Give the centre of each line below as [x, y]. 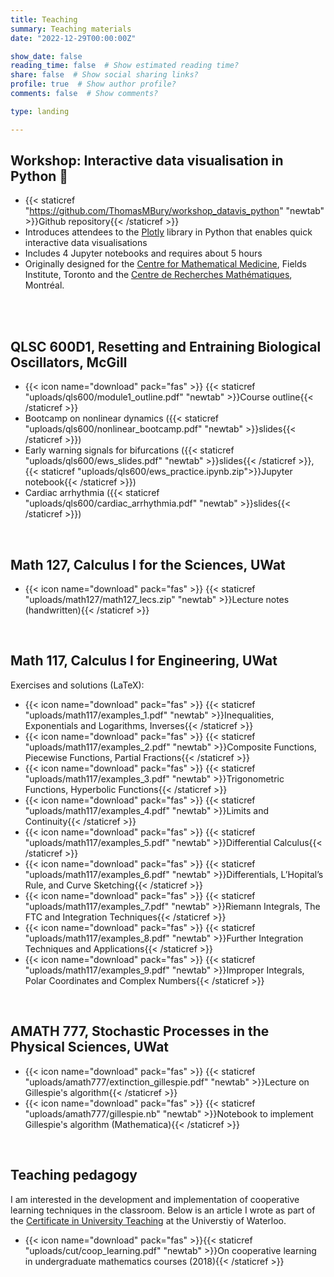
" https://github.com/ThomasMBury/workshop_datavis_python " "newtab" [174, 211]
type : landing [40, 111]
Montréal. [44, 285]
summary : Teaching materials [71, 29]
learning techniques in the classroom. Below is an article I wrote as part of [163, 1210]
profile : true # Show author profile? [93, 84]
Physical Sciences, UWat [90, 1047]
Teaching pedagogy [74, 1175]
